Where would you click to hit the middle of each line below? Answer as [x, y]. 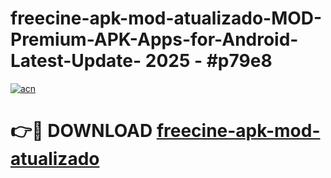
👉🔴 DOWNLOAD [81, 131]
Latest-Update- [76, 61]
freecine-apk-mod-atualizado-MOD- [166, 18]
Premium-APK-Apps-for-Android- [154, 39]
